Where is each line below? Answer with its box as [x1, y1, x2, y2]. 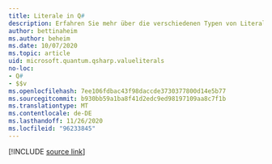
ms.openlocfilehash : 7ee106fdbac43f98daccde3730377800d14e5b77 [8, 86, 227, 95]
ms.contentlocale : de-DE [8, 110, 92, 118]
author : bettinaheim [8, 27, 79, 35]
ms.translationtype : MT [8, 102, 89, 110]
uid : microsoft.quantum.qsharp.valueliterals [8, 57, 164, 65]
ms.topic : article [8, 49, 70, 57]
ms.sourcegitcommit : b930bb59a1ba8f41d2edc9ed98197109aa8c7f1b [8, 95, 227, 103]
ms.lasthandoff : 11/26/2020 [8, 117, 104, 125]
